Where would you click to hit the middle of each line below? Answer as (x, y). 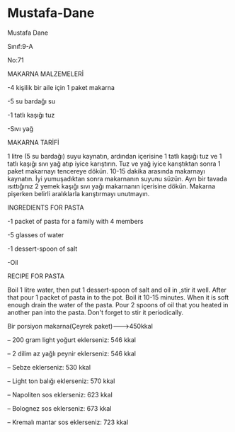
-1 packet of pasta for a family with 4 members (75, 221)
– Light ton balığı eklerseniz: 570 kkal (61, 381)
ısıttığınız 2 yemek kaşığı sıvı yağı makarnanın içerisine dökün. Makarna (111, 186)
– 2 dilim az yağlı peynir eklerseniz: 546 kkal (72, 353)
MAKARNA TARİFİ (33, 142)
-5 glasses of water (36, 234)
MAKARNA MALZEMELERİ (46, 74)
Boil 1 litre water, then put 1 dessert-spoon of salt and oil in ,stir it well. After (117, 290)
